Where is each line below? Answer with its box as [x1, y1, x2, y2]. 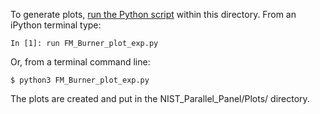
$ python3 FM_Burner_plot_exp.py [10, 75, 150, 85]
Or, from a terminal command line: [10, 56, 151, 68]
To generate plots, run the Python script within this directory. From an [10, 9, 297, 20]
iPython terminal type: [10, 19, 102, 31]
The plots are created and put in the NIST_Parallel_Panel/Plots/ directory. [10, 93, 310, 104]
